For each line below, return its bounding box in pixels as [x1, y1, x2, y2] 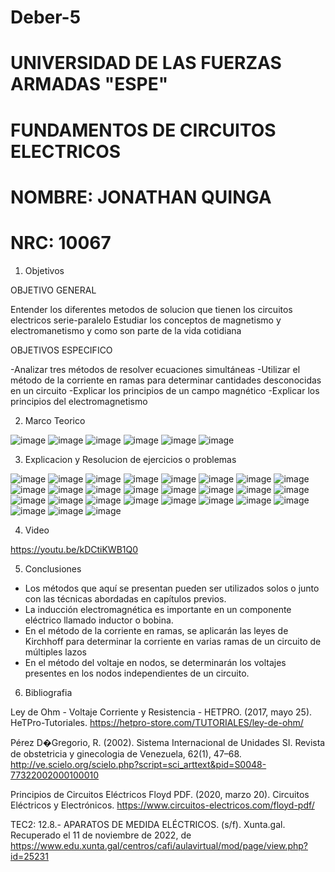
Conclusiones [24, 562, 82, 575]
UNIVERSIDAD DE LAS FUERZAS [10, 52, 282, 75]
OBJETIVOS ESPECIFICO [10, 344, 113, 356]
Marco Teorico [24, 414, 86, 426]
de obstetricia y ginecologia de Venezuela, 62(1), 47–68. [10, 747, 242, 760]
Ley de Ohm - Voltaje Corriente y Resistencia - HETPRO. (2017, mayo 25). [10, 706, 313, 718]
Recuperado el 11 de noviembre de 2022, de [10, 829, 192, 841]
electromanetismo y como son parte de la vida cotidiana [10, 324, 242, 336]
